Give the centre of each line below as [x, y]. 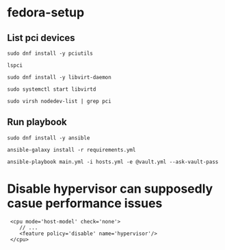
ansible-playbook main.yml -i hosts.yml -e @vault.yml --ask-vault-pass [113, 162]
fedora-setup [46, 13]
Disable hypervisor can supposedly [110, 189]
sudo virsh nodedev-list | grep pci [59, 101]
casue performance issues [85, 204]
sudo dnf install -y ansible [49, 138]
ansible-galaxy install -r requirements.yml [71, 150]
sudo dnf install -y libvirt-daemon [59, 77]
